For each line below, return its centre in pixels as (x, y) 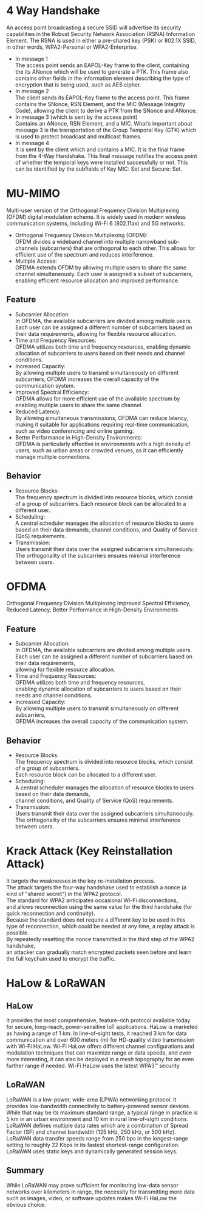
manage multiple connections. (53, 457)
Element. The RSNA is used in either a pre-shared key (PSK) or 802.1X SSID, (101, 40)
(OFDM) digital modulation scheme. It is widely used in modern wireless (96, 216)
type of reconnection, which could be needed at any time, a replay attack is (101, 926)
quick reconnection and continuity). (51, 913)
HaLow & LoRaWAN (56, 984)
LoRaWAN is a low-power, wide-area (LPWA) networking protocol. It (91, 1099)
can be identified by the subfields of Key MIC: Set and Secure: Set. (98, 169)
